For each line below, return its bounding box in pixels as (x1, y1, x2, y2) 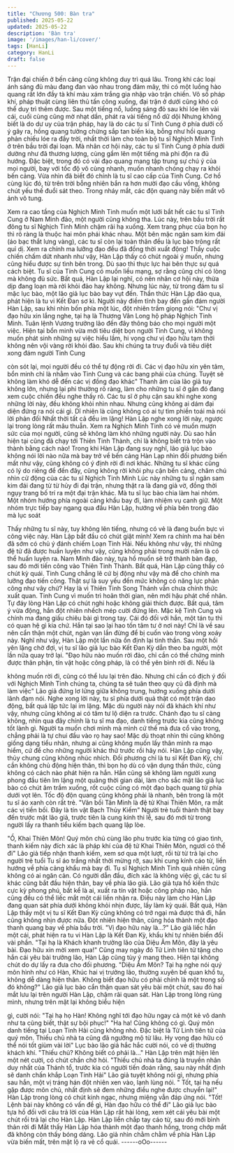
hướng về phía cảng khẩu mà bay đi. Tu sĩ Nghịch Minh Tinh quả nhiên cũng (7, 863, 226, 872)
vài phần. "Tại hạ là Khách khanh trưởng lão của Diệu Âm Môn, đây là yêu (7, 938, 219, 947)
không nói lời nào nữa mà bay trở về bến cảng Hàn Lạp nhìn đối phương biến (7, 451, 227, 460)
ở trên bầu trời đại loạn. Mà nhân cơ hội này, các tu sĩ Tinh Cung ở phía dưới (7, 141, 225, 150)
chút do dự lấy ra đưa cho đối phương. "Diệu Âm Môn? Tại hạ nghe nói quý (7, 960, 222, 969)
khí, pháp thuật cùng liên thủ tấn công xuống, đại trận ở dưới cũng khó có (7, 97, 219, 106)
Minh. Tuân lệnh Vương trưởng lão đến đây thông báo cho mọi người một (7, 319, 217, 327)
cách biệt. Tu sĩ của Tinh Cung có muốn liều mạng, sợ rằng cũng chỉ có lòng (7, 267, 226, 275)
